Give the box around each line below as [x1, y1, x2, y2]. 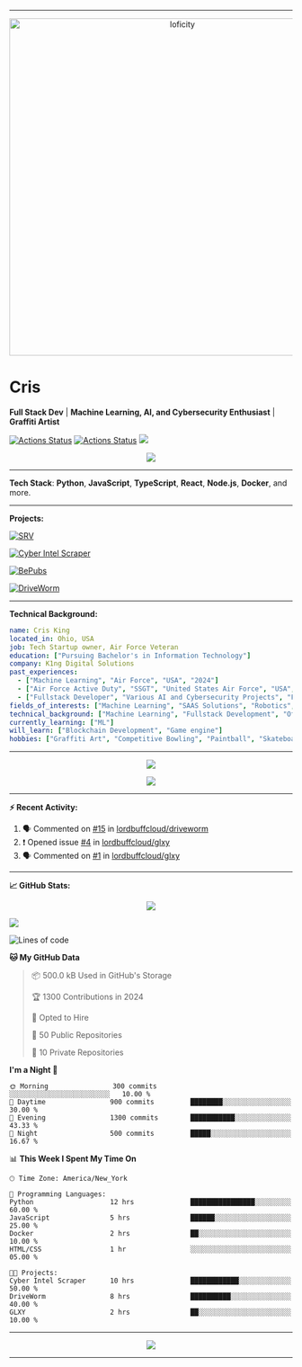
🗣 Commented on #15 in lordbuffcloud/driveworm [22, 824, 209, 835]
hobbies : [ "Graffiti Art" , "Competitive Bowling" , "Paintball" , [9, 735, 255, 744]
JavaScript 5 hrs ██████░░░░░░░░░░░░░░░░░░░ [9, 1213, 292, 1223]
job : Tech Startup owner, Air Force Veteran [9, 642, 179, 652]
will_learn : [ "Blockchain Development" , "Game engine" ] [9, 726, 223, 736]
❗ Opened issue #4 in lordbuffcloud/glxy [22, 837, 171, 848]
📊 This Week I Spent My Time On [9, 1153, 137, 1165]
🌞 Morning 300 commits [9, 1082, 157, 1091]
